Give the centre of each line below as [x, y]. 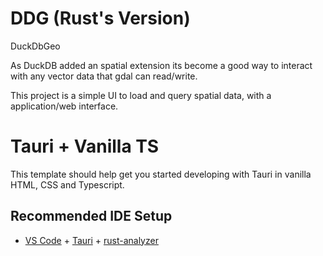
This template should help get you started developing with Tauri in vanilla [161, 174]
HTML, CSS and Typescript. [67, 184]
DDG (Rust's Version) [100, 18]
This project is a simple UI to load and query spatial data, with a [141, 95]
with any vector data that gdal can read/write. [104, 76]
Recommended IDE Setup [91, 216]
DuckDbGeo [35, 46]
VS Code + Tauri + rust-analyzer [91, 240]
